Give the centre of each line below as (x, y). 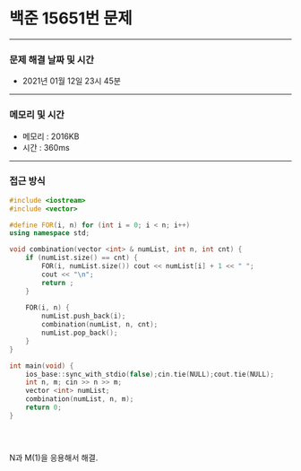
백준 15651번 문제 (71, 18)
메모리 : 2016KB (51, 136)
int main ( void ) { (42, 366)
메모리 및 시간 (37, 115)
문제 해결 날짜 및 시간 (52, 59)
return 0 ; (44, 408)
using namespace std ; (50, 233)
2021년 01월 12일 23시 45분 (71, 81)
